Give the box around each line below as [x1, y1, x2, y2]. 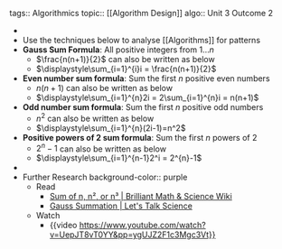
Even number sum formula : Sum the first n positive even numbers [22, 73, 270, 84]
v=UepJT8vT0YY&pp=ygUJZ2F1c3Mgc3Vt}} [49, 229, 216, 240]
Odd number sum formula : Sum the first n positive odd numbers [22, 102, 264, 112]
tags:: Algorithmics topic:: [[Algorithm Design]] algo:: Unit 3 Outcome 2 [9, 8, 274, 18]
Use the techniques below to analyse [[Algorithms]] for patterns [22, 35, 260, 45]
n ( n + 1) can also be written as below [35, 83, 174, 93]
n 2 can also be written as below [35, 112, 155, 124]
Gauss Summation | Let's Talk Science [49, 200, 193, 211]
